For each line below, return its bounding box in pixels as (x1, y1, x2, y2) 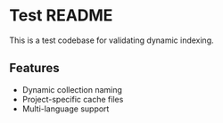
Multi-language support (21, 103, 110, 114)
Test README (9, 5, 113, 26)
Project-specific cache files (21, 94, 124, 104)
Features (9, 61, 60, 76)
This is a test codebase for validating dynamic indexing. (9, 35, 214, 45)
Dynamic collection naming (21, 84, 123, 94)
